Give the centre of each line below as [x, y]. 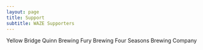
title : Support [26, 18]
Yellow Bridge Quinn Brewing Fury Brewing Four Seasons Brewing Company [102, 41]
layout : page [23, 12]
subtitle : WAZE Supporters [40, 23]
